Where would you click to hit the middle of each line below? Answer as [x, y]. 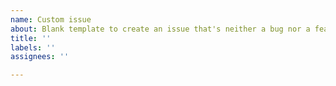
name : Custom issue [51, 19]
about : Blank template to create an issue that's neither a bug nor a [160, 29]
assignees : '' [40, 57]
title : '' [31, 38]
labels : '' [33, 47]
